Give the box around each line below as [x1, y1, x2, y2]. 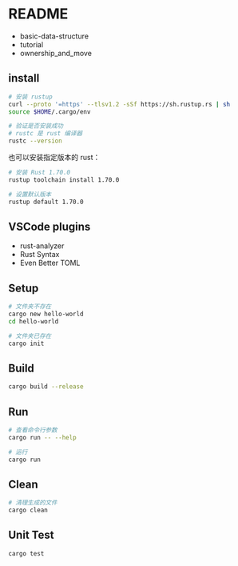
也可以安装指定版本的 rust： [8, 153, 101, 162]
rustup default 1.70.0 [8, 198, 84, 206]
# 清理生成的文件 [8, 499, 58, 507]
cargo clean [8, 506, 48, 515]
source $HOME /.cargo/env [8, 107, 91, 116]
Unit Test [8, 528, 54, 542]
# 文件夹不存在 [8, 303, 52, 311]
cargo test [8, 549, 45, 557]
